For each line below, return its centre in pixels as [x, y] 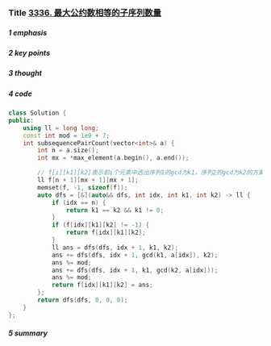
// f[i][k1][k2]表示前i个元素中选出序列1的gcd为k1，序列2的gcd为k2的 [145, 173]
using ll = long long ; [61, 128]
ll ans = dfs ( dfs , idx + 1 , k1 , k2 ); [115, 248]
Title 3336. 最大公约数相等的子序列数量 [85, 12]
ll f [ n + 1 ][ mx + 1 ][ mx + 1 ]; [88, 180]
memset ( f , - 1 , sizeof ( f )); [83, 187]
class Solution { [38, 113]
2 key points [29, 52]
